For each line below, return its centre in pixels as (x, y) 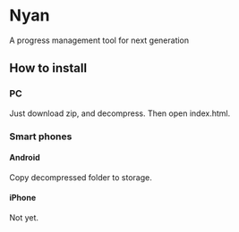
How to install (48, 68)
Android (25, 158)
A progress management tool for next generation (99, 40)
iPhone (23, 198)
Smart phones (41, 137)
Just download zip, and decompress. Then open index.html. (120, 113)
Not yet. (24, 217)
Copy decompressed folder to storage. (81, 177)
